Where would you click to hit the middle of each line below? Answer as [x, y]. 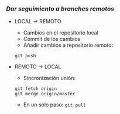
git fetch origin [36, 89]
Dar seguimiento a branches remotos [60, 9]
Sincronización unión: [49, 78]
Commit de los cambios [52, 39]
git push [25, 56]
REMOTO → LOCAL [38, 67]
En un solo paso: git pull [54, 105]
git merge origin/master [45, 94]
